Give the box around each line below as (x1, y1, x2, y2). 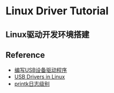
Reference (5, 49, 45, 60)
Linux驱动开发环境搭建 (5, 29, 90, 39)
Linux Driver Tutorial (5, 4, 109, 18)
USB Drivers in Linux (14, 73, 65, 80)
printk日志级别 (14, 80, 50, 88)
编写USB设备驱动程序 (14, 67, 67, 74)
